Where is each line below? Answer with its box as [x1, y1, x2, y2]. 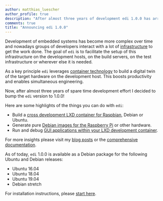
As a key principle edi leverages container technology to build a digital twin [5, 68, 155, 74]
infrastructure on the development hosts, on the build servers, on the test [5, 54, 151, 60]
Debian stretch [12, 181, 42, 187]
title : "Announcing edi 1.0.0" [5, 25, 68, 30]
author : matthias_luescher [5, 7, 60, 12]
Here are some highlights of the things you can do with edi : [5, 103, 124, 108]
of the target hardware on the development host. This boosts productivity [5, 74, 152, 79]
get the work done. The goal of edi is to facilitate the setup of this [5, 49, 136, 55]
